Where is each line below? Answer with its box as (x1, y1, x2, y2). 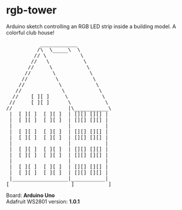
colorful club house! (6, 29, 55, 36)
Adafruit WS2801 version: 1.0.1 (6, 198, 80, 205)
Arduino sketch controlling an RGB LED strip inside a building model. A (6, 23, 176, 30)
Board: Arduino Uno (6, 191, 55, 199)
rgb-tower (6, 4, 57, 17)
